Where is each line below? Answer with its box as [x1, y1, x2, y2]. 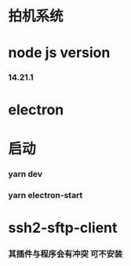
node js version [8, 44, 111, 62]
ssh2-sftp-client [8, 219, 118, 237]
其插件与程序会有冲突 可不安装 [8, 248, 123, 259]
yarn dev [8, 168, 43, 179]
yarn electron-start [8, 189, 83, 200]
